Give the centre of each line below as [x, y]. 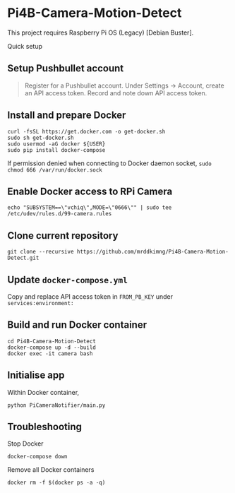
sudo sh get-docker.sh [41, 138]
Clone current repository [63, 236]
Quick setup [25, 46]
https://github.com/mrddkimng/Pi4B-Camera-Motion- [153, 252]
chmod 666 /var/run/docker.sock [55, 170]
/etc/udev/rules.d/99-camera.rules [60, 214]
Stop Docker [25, 444]
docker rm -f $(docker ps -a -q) [56, 483]
